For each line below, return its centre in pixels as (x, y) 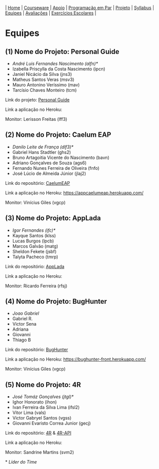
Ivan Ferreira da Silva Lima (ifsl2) (46, 408)
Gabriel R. (23, 319)
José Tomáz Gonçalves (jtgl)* (43, 397)
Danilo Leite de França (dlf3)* (43, 147)
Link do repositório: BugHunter (37, 350)
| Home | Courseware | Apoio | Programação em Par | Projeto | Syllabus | (80, 8)
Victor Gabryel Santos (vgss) (42, 418)
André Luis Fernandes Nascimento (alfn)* (55, 63)
